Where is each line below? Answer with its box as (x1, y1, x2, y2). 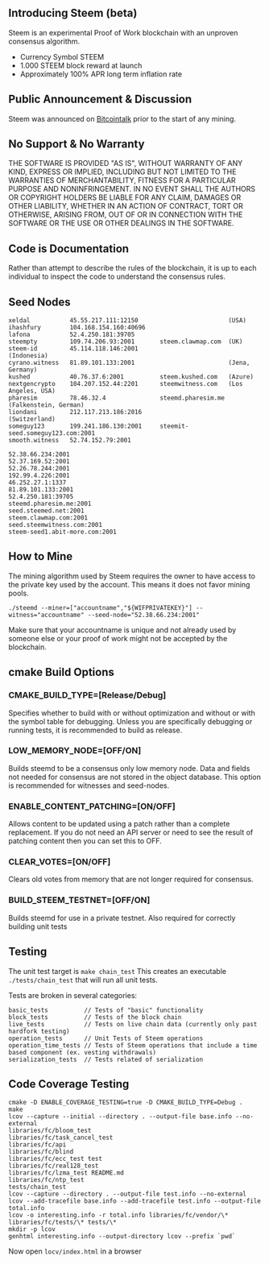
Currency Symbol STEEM (19, 52, 105, 61)
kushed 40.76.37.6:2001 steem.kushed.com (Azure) (8, 373, 254, 381)
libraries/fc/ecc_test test (8, 1155, 103, 1163)
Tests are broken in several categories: (8, 990, 138, 1000)
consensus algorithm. (8, 36, 81, 46)
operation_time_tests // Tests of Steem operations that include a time (8, 1041, 258, 1050)
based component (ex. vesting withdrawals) (8, 1048, 157, 1056)
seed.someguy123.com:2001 (8, 429, 95, 437)
